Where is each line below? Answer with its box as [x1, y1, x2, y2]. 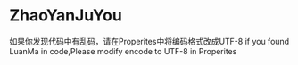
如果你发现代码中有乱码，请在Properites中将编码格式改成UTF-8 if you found [9, 36, 290, 46]
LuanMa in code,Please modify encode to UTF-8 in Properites [9, 45, 237, 56]
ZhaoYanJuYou [9, 5, 122, 26]
